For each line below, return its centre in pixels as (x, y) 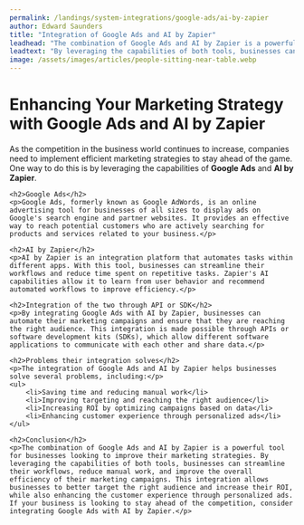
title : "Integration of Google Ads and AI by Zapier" (113, 34)
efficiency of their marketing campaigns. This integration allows (139, 479)
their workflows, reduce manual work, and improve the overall (131, 472)
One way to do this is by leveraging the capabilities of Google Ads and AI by (152, 167)
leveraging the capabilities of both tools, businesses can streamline (147, 463)
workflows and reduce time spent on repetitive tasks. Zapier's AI (139, 273)
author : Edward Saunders (56, 26)
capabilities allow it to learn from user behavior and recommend (137, 282)
